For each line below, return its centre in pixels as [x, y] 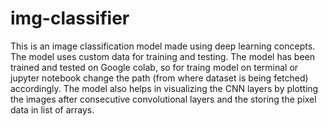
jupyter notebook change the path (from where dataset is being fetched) [159, 78]
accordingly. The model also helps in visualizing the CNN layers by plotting [164, 88]
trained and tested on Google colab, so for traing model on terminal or [154, 67]
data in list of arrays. [52, 109]
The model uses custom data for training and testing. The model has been [163, 56]
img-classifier [70, 18]
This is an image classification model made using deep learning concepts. [163, 46]
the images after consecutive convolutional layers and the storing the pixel [163, 99]
